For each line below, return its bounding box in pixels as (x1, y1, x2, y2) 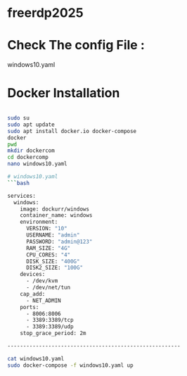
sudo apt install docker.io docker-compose (7, 127, 137, 134)
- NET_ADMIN (25, 297, 61, 304)
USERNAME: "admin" (25, 232, 80, 239)
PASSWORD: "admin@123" (25, 238, 93, 245)
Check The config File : (7, 37, 146, 54)
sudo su (7, 115, 30, 122)
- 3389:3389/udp (25, 323, 74, 330)
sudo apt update (7, 121, 55, 128)
